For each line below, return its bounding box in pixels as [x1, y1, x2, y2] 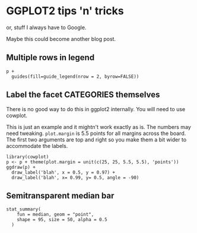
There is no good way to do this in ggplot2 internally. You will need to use [6, 105, 186, 112]
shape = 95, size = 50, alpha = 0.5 [17, 217, 108, 223]
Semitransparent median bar [6, 190, 115, 200]
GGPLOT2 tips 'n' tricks [6, 4, 124, 18]
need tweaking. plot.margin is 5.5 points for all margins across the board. [6, 130, 186, 137]
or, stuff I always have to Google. [6, 24, 87, 31]
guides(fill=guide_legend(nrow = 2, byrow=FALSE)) [11, 73, 139, 80]
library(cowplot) [6, 153, 49, 160]
